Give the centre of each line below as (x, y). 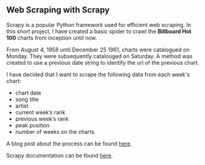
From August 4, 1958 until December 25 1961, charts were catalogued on (98, 50)
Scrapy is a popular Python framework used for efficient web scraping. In (99, 24)
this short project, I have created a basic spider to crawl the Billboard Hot (99, 31)
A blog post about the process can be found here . (69, 144)
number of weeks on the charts (55, 131)
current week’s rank (40, 112)
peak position (32, 125)
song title (27, 99)
